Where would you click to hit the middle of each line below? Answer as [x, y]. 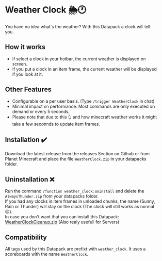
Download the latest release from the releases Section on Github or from [77, 154]
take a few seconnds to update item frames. [56, 124]
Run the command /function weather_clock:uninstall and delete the [75, 191]
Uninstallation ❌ [30, 179]
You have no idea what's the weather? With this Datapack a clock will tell [78, 26]
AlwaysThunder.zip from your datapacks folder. [52, 196]
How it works [25, 47]
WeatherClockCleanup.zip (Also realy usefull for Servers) [62, 222]
